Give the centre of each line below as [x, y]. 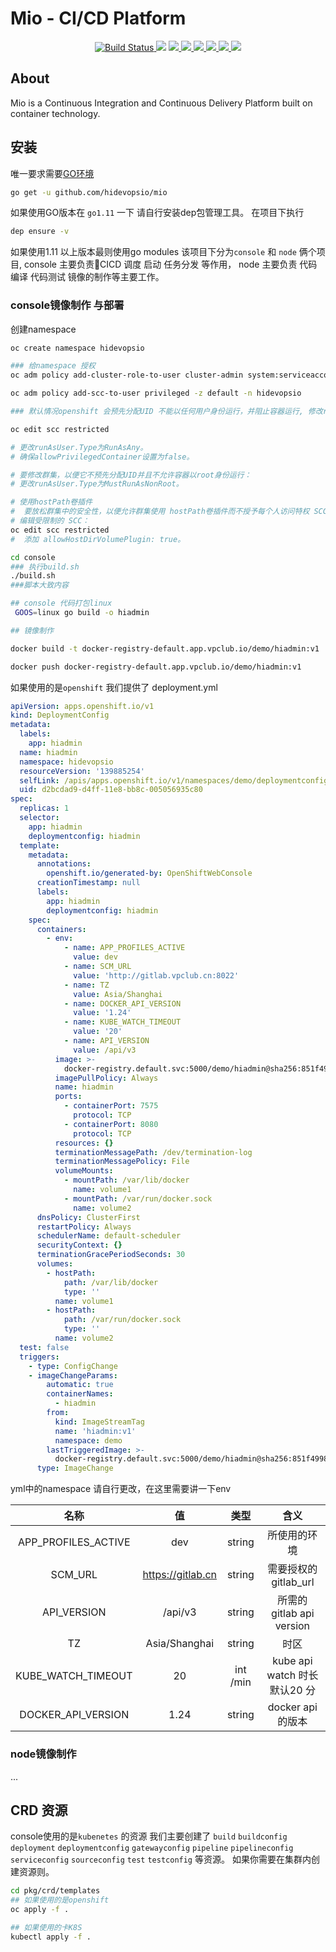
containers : [61, 929]
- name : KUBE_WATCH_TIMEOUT [122, 1022]
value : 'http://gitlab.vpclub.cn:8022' [156, 975]
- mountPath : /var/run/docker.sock [138, 1198]
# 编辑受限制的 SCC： [50, 521]
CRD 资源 [39, 1810]
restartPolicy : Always [84, 1227]
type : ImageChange [75, 1468]
